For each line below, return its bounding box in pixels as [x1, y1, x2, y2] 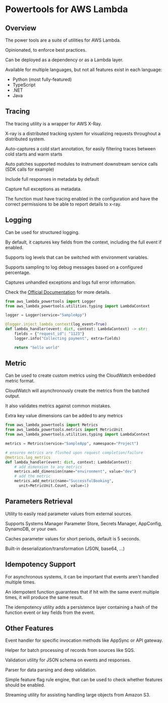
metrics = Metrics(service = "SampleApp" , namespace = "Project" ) [5, 441, 139, 446]
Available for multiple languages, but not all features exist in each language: [5, 67, 162, 72]
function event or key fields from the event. [5, 609, 95, 615]
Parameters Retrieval [5, 497, 73, 506]
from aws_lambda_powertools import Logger [5, 299, 96, 304]
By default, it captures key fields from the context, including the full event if [5, 239, 162, 245]
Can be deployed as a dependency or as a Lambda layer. [5, 57, 124, 63]
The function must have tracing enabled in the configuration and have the [5, 196, 158, 202]
